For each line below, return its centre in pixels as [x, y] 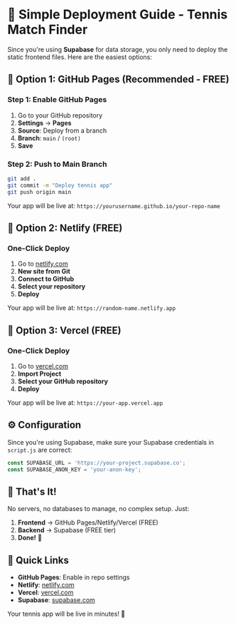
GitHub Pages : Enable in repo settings [74, 577]
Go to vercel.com [43, 366]
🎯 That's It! [32, 491]
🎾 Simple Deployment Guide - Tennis [118, 15]
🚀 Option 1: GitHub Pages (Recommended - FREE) [118, 79]
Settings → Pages [44, 123]
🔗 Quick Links [38, 560]
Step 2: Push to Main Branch [57, 164]
